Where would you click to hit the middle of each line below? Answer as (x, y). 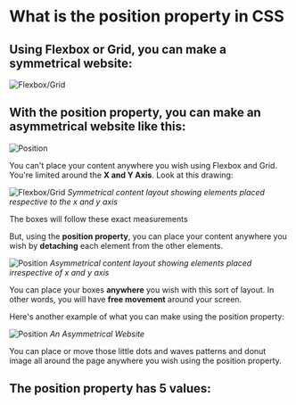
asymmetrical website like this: (98, 127)
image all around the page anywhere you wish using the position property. (146, 360)
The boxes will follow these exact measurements (99, 219)
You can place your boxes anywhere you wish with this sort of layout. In (142, 289)
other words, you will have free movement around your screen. (126, 299)
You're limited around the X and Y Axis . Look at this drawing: (121, 175)
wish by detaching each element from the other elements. (116, 245)
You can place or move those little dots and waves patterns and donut (138, 351)
